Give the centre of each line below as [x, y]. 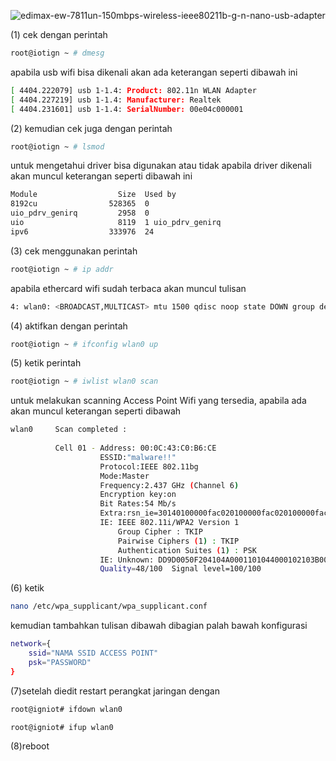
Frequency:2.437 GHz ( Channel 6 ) [169, 485]
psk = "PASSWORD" [60, 662]
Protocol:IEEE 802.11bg [149, 466]
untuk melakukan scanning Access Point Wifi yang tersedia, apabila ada [158, 401]
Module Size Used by [93, 195]
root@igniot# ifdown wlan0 [66, 709]
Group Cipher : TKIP [160, 531]
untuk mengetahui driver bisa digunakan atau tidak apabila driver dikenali [161, 166]
